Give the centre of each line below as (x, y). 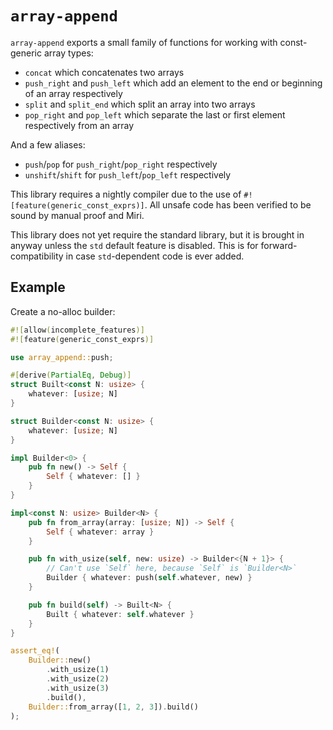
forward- (279, 245)
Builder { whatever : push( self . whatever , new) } (149, 578)
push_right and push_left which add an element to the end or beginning (173, 83)
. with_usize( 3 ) (78, 688)
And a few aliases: (48, 144)
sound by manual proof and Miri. (77, 215)
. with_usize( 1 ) (78, 670)
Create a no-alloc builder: (63, 311)
